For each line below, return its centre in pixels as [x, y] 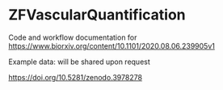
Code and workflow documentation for [73, 37]
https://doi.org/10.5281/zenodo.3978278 [76, 77]
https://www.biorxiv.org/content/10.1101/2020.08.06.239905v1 [112, 45]
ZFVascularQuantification [97, 15]
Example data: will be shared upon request [80, 62]
